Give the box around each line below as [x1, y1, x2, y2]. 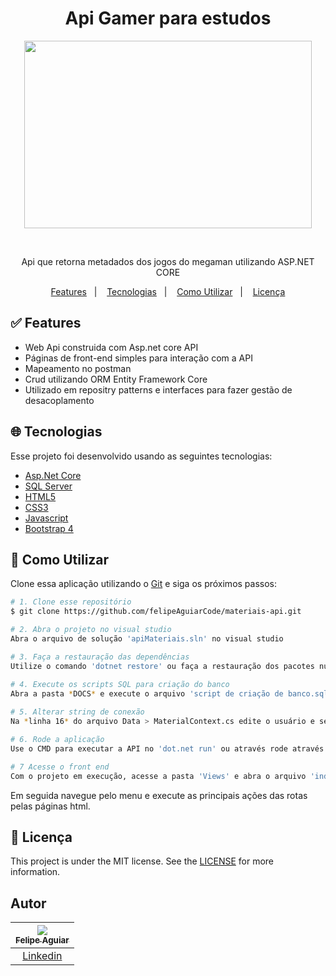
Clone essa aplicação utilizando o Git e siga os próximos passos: [10, 578, 278, 590]
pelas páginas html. [10, 800, 91, 812]
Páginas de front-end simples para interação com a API [24, 352, 253, 364]
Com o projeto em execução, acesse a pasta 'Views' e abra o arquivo [10, 771, 307, 781]
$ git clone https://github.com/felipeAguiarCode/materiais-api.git [10, 607, 302, 617]
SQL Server [24, 480, 73, 492]
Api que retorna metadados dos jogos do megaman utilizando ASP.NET [21, 255, 315, 267]
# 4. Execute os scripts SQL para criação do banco [10, 679, 230, 689]
